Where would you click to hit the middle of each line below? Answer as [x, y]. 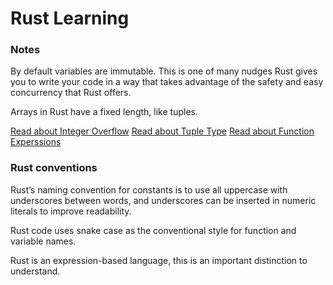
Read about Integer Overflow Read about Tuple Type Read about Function [162, 131]
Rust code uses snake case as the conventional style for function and [153, 230]
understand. [35, 271]
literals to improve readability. [71, 211]
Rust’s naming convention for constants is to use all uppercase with [149, 189]
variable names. [43, 241]
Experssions [36, 142]
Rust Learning [70, 18]
